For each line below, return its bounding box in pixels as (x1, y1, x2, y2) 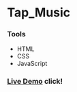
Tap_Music (7, 5, 71, 21)
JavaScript (16, 60, 48, 68)
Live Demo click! (7, 77, 63, 87)
